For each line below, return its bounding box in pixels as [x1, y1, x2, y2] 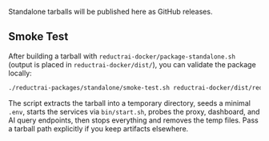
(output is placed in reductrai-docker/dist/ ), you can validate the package [8, 59, 256, 69]
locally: [8, 68, 32, 78]
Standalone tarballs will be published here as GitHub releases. [8, 7, 213, 16]
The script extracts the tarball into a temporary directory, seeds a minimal [8, 98, 251, 107]
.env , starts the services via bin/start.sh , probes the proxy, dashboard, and [8, 107, 260, 116]
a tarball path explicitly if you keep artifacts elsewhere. [8, 123, 189, 133]
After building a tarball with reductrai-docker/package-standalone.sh [8, 51, 236, 61]
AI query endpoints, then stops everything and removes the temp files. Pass [8, 115, 259, 125]
